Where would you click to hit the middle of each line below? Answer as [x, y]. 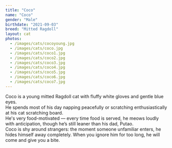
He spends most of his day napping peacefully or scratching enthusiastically [86, 107]
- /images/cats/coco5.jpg [38, 72]
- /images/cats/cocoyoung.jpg [42, 44]
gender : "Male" [22, 20]
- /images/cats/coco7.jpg [38, 82]
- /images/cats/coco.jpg [36, 48]
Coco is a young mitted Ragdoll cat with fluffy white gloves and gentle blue [84, 96]
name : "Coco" [19, 15]
